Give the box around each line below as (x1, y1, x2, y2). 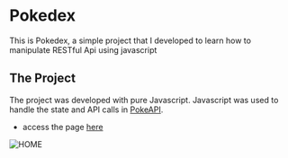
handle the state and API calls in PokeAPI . (9, 104, 164, 115)
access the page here (22, 121, 103, 132)
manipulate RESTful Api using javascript (9, 44, 157, 55)
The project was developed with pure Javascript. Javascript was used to (9, 94, 279, 105)
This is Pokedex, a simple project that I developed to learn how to (9, 35, 252, 46)
